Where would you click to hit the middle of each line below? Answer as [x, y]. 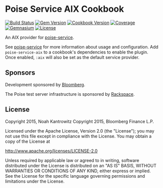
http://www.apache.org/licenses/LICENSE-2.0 [51, 151]
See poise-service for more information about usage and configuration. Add [82, 47]
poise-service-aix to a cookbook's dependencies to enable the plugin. [77, 52]
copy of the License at [28, 141]
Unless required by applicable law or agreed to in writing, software [72, 160]
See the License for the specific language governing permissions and [75, 176]
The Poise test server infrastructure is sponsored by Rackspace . [70, 94]
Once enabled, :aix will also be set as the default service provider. [72, 57]
